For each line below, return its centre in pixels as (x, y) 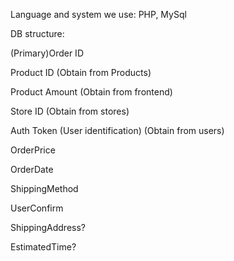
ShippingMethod (44, 188)
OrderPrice (33, 150)
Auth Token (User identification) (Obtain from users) (117, 130)
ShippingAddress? (48, 227)
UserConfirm (37, 208)
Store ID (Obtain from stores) (70, 111)
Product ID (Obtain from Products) (81, 72)
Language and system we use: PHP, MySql (98, 14)
